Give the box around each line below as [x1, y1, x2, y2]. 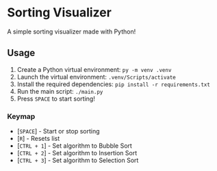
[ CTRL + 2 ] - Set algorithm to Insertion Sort [16, 149, 138, 157]
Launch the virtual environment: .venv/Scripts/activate [16, 73, 177, 81]
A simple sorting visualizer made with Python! [7, 27, 136, 36]
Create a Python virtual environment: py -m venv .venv [16, 65, 172, 73]
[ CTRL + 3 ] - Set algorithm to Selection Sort [16, 156, 139, 165]
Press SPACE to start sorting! [16, 94, 96, 103]
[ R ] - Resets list [16, 135, 60, 143]
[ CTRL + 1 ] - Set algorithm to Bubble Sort [16, 142, 132, 150]
